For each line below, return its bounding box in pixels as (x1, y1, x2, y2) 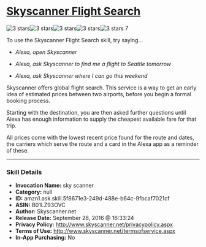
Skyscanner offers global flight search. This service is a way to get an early (6, 84, 197, 91)
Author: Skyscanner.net (15, 208, 77, 215)
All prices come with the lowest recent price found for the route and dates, (6, 134, 194, 141)
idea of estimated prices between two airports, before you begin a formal (6, 90, 191, 97)
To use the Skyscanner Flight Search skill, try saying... (6, 36, 143, 44)
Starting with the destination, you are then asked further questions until (6, 108, 186, 116)
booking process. (6, 97, 51, 104)
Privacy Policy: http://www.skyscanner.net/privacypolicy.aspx (15, 221, 174, 228)
